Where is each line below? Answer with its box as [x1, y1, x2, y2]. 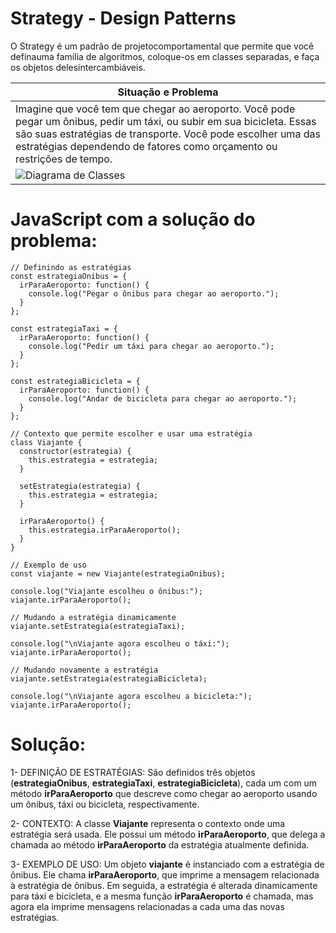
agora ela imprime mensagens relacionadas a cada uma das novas [10, 900, 285, 912]
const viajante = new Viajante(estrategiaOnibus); [10, 568, 226, 579]
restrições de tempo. [15, 152, 113, 166]
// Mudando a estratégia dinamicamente [10, 612, 177, 622]
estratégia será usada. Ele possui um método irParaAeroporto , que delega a [10, 828, 326, 840]
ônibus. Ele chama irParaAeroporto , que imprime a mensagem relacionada [10, 868, 320, 881]
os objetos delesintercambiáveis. [10, 61, 146, 73]
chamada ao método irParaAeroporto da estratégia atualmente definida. [10, 838, 310, 851]
